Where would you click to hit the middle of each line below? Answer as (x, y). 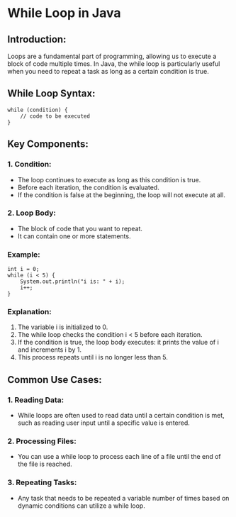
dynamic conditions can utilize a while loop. (81, 506)
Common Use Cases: (55, 380)
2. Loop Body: (32, 213)
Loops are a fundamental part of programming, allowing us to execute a (112, 56)
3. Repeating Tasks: (42, 482)
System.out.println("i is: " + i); (73, 282)
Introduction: (37, 39)
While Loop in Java (64, 13)
